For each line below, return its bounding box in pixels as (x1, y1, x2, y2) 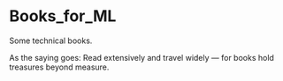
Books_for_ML (9, 6, 117, 26)
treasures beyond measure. (9, 62, 110, 72)
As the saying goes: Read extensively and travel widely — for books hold (9, 52, 274, 63)
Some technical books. (9, 35, 93, 46)
